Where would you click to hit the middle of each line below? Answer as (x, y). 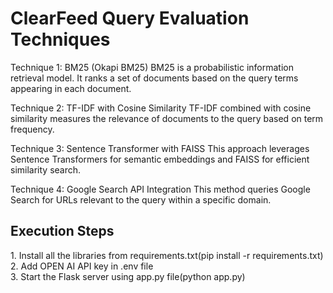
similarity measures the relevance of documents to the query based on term (167, 118)
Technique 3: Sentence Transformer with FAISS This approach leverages (160, 148)
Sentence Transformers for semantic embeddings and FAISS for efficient (160, 159)
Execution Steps (62, 231)
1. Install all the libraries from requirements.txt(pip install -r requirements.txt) (167, 255)
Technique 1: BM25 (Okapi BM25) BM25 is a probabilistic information (152, 67)
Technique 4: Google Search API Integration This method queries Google (160, 189)
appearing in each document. (71, 88)
